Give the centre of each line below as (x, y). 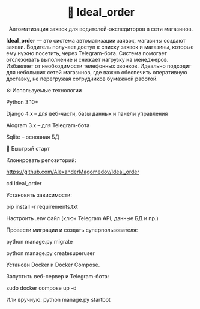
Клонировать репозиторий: (41, 160)
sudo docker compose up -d (41, 288)
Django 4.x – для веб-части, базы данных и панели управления (87, 113)
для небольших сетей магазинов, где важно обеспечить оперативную (97, 72)
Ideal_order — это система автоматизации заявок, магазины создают (96, 40)
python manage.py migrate (40, 241)
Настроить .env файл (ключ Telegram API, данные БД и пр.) (82, 218)
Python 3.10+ (23, 102)
